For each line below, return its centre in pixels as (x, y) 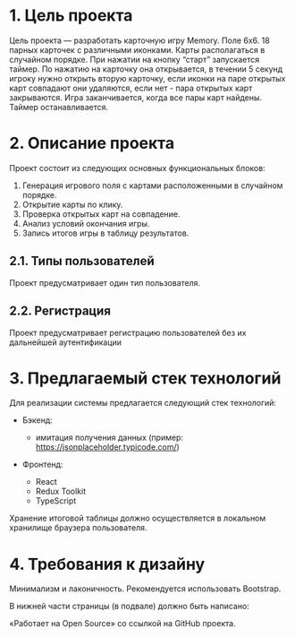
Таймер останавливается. (59, 107)
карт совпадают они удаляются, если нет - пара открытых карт (131, 88)
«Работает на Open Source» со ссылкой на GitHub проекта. (122, 624)
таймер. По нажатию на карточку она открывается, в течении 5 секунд (146, 69)
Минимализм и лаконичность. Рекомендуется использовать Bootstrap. (145, 589)
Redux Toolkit (61, 491)
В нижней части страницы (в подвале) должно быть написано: (130, 607)
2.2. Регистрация (60, 311)
